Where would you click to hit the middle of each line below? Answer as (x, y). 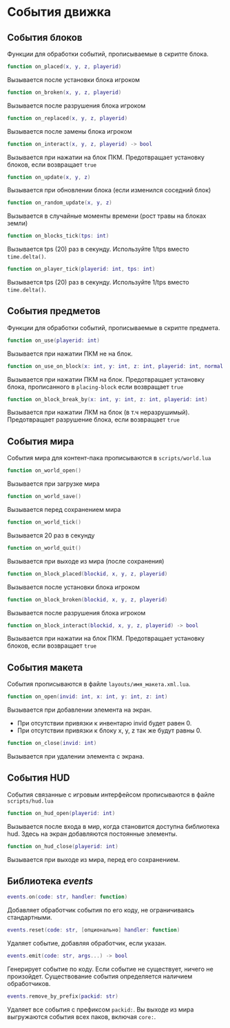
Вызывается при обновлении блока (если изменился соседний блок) (109, 190)
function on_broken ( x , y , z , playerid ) (64, 92)
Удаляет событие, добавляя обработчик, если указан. (87, 943)
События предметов (54, 311)
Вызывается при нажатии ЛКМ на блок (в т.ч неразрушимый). (98, 412)
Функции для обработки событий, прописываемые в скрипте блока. (108, 54)
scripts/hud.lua (30, 801)
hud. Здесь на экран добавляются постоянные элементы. (92, 834)
